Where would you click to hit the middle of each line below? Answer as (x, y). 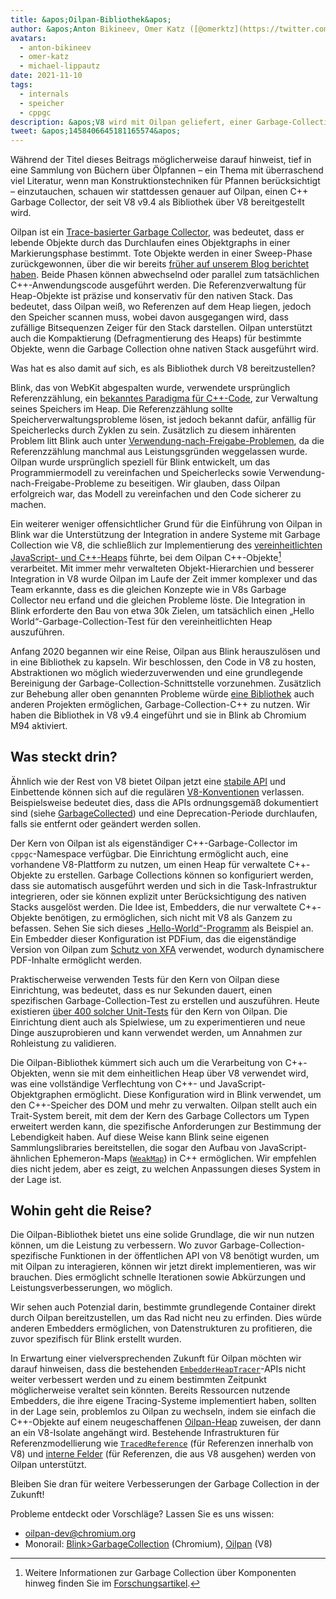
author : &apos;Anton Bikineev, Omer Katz (98, 29)
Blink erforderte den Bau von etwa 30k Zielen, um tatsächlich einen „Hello (162, 610)
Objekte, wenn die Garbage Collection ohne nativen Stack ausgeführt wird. (164, 349)
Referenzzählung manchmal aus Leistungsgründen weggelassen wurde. (159, 452)
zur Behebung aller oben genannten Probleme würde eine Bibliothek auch (162, 693)
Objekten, (30, 1073)
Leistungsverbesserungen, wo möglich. (91, 1288)
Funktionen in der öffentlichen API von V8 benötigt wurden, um (189, 1256)
